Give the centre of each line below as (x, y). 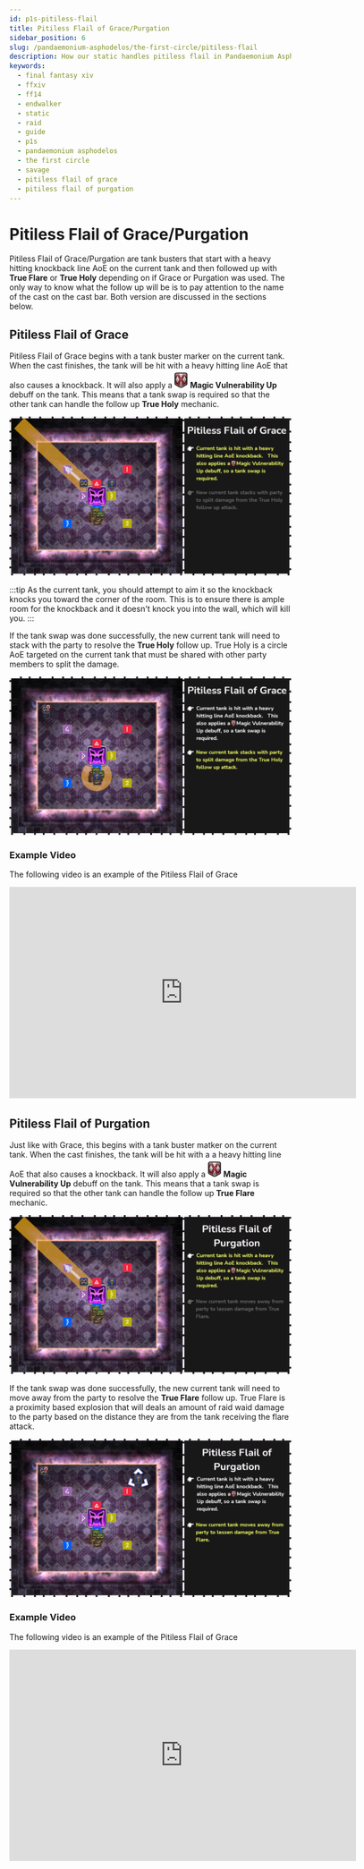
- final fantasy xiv (55, 76)
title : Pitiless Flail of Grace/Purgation (89, 28)
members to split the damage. (64, 664)
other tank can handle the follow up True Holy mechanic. (114, 404)
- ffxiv (32, 85)
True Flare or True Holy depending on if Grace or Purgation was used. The (147, 278)
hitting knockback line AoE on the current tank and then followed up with (143, 268)
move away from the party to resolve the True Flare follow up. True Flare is (148, 1398)
